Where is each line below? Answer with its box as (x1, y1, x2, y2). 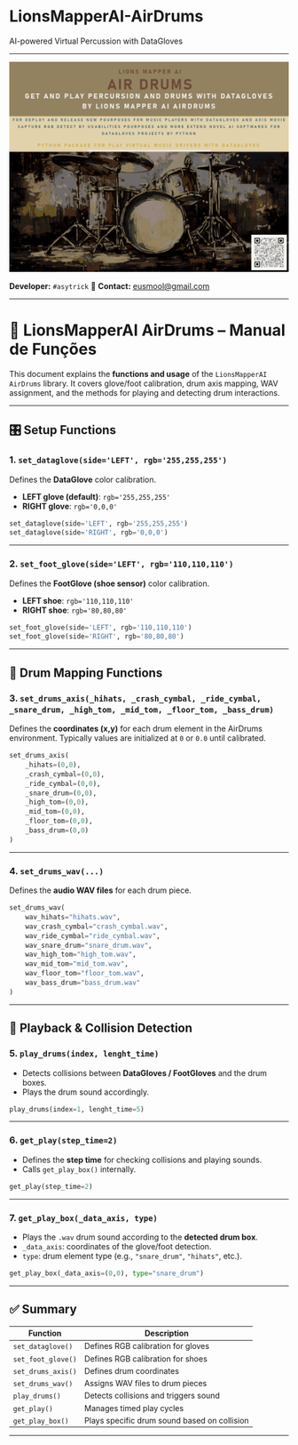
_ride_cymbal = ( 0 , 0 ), (25, 779, 101, 788)
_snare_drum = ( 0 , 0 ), (25, 789, 98, 798)
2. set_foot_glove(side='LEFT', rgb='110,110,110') (9, 558, 234, 570)
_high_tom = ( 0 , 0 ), (25, 798, 90, 807)
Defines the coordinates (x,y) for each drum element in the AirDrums (9, 723, 263, 735)
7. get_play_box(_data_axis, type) (9, 1211, 158, 1224)
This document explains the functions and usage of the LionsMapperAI (9, 368, 268, 379)
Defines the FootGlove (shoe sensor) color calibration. (9, 578, 210, 589)
